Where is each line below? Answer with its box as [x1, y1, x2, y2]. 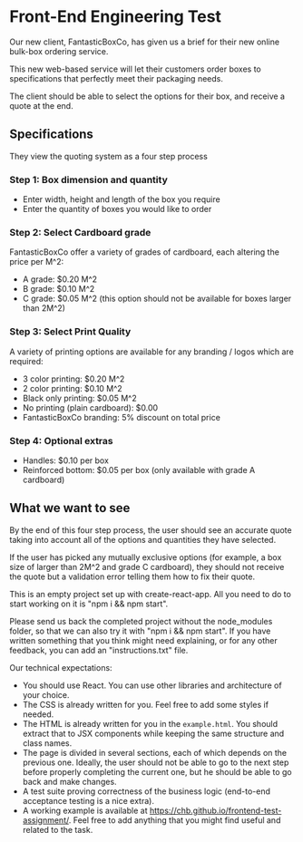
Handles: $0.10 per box [22, 455, 109, 466]
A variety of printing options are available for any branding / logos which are [9, 346, 295, 357]
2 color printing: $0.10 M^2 [22, 382, 122, 393]
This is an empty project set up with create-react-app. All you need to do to [9, 588, 292, 599]
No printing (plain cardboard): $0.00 [22, 402, 159, 413]
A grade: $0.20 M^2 [22, 274, 98, 285]
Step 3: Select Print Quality [9, 325, 132, 338]
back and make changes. [22, 776, 117, 787]
